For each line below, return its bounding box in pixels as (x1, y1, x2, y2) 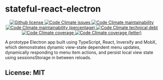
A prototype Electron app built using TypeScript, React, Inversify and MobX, (5, 39, 157, 45)
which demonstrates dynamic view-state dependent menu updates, (5, 44, 141, 50)
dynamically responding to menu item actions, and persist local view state (5, 49, 153, 55)
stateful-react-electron (5, 3, 101, 15)
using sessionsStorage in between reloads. (5, 54, 91, 60)
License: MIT (5, 69, 45, 77)
